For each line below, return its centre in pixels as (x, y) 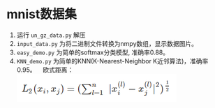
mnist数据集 (42, 14)
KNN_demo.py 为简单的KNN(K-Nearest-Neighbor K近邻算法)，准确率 (112, 61)
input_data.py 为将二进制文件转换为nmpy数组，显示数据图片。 (107, 43)
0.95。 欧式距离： (45, 70)
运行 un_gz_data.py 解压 (51, 35)
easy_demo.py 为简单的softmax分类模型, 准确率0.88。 (92, 52)
